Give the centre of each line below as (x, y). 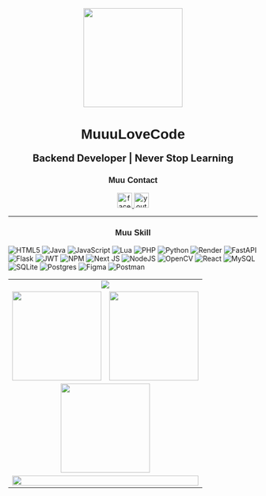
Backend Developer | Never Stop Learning (133, 158)
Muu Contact (133, 180)
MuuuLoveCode (133, 134)
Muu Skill (133, 233)
